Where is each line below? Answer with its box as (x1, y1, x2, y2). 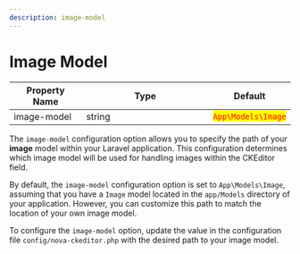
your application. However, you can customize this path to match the (9, 198, 262, 208)
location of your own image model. (9, 207, 137, 218)
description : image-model (9, 13, 105, 22)
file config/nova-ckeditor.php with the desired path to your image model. (9, 234, 279, 245)
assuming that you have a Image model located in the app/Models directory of (9, 189, 290, 199)
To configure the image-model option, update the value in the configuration (9, 224, 282, 235)
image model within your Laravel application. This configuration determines (9, 142, 287, 153)
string (86, 110, 111, 123)
